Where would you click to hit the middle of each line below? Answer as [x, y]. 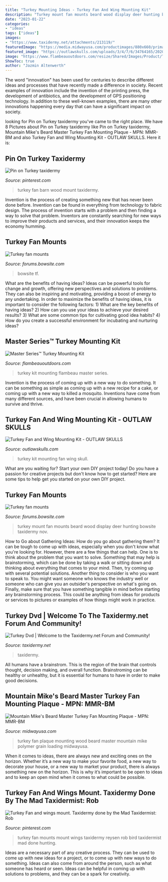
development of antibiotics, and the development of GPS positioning [75, 96]
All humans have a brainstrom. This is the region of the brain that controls [81, 665]
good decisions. [22, 681]
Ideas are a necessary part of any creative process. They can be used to [80, 852]
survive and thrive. [24, 404]
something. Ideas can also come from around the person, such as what [78, 863]
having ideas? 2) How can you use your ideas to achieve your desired [77, 310]
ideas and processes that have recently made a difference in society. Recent [84, 85]
